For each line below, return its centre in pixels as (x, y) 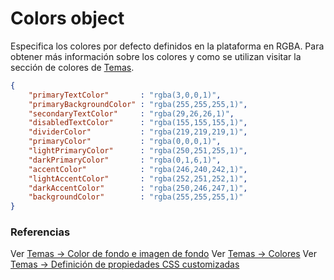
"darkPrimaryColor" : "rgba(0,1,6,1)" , (125, 160)
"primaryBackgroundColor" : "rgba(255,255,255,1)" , (138, 104)
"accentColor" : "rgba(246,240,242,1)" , (138, 169)
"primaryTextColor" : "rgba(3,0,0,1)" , (125, 95)
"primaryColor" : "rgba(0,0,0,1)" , (125, 142)
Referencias (40, 232)
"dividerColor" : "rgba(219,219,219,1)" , (138, 132)
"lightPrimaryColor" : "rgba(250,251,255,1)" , (138, 151)
